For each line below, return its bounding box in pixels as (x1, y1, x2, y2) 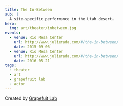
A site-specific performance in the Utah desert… (9, 16, 114, 21)
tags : (5, 63, 16, 68)
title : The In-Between (5, 7, 52, 12)
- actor (9, 81, 26, 86)
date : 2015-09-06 (14, 44, 50, 49)
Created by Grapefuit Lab (5, 95, 57, 101)
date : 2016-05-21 (14, 58, 50, 63)
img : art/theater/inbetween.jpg (9, 26, 77, 31)
